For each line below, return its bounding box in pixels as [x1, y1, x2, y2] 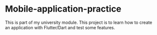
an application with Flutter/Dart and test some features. [5, 24, 115, 30]
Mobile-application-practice [5, 3, 122, 15]
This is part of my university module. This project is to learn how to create [5, 19, 153, 25]
